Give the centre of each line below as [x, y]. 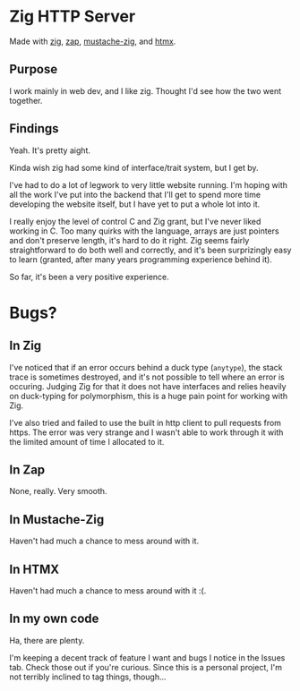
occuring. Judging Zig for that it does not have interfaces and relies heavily [148, 386]
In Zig [26, 346]
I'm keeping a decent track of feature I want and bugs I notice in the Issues [147, 657]
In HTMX [34, 569]
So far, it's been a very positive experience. [90, 277]
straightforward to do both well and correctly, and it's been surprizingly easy [150, 250]
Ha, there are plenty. [47, 640]
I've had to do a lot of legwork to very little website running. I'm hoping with [149, 184]
